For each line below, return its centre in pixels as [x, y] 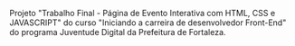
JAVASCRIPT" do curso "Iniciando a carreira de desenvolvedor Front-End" [148, 23]
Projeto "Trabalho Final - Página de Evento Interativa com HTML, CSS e [143, 13]
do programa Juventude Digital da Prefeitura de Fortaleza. [118, 32]
